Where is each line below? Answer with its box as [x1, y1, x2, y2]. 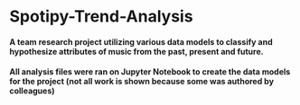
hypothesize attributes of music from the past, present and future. [9, 46, 264, 57]
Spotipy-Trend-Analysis [9, 6, 193, 27]
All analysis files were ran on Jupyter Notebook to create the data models [9, 66, 291, 77]
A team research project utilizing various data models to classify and [9, 36, 273, 47]
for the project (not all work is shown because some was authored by [9, 76, 274, 87]
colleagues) [9, 85, 56, 96]
